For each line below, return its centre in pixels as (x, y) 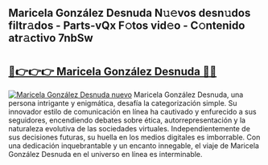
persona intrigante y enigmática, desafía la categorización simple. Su (123, 103)
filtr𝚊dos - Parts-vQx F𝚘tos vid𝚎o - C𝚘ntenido (127, 26)
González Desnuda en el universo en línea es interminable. (105, 154)
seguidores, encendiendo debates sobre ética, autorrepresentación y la (127, 120)
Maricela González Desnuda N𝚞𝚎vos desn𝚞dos (130, 13)
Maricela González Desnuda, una (189, 95)
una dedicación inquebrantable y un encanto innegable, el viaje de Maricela (134, 146)
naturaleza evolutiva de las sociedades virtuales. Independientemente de (130, 129)
